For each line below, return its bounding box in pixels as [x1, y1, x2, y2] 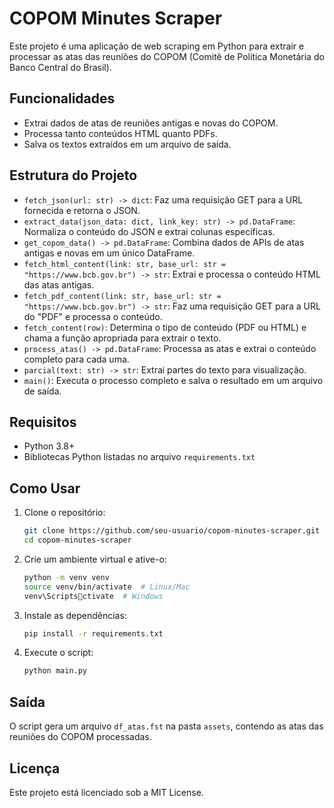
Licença [9, 760, 61, 777]
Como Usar [9, 480, 81, 497]
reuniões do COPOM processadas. [9, 731, 152, 743]
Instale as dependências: [23, 609, 127, 621]
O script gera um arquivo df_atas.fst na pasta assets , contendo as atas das [9, 720, 324, 732]
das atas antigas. [23, 278, 95, 291]
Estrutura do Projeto [9, 167, 138, 184]
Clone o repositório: [23, 507, 106, 519]
